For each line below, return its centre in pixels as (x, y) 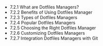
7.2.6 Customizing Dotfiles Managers (47, 33)
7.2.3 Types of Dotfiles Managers (44, 17)
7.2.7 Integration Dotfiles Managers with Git (54, 38)
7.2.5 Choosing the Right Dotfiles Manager (53, 28)
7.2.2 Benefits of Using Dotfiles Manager (51, 12)
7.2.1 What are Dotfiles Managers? (44, 7)
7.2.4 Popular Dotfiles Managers (43, 23)
